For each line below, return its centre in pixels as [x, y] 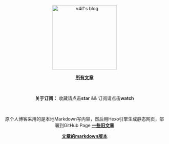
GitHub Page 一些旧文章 [89, 125]
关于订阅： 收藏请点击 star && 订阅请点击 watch [84, 98]
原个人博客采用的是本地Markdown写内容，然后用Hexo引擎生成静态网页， [82, 119]
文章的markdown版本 [84, 136]
